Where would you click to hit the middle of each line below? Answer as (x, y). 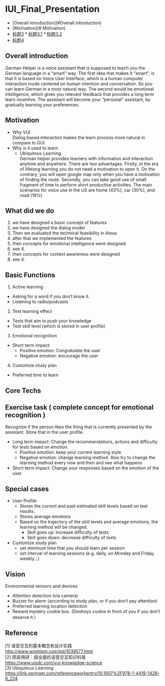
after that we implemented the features (52, 238)
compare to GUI (28, 142)
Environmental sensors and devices (41, 586)
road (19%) (31, 195)
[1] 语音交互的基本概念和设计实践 (39, 645)
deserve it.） (25, 617)
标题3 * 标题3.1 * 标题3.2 (37, 34)
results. (27, 511)
